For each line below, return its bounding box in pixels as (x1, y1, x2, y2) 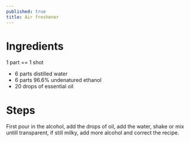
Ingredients (6, 39, 64, 53)
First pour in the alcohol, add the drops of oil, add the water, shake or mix (6, 123, 185, 130)
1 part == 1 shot (6, 59, 44, 66)
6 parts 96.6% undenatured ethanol (14, 77, 102, 84)
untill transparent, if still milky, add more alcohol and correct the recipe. (6, 129, 179, 136)
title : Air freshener (6, 14, 60, 20)
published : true (6, 8, 46, 15)
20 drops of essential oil (14, 83, 74, 90)
